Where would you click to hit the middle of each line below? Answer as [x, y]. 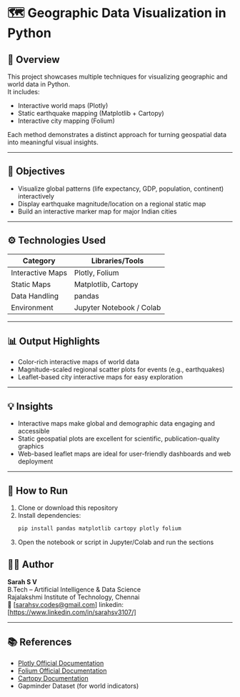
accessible [34, 431]
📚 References [40, 642]
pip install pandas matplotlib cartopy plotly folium [99, 528]
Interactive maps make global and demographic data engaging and [116, 423]
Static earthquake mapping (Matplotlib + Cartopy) [91, 113]
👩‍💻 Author [31, 565]
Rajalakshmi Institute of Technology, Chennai [74, 597]
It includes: [24, 92]
